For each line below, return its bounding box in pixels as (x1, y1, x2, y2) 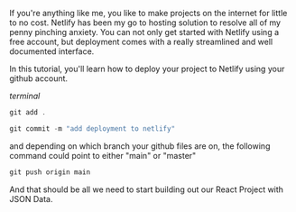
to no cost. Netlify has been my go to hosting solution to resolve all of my (9, 17, 282, 28)
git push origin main (9, 167, 91, 177)
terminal (9, 90, 41, 101)
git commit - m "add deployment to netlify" (9, 124, 176, 134)
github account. (9, 73, 69, 84)
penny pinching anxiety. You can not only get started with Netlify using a (9, 27, 280, 37)
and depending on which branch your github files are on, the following (9, 140, 271, 152)
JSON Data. (9, 193, 53, 204)
